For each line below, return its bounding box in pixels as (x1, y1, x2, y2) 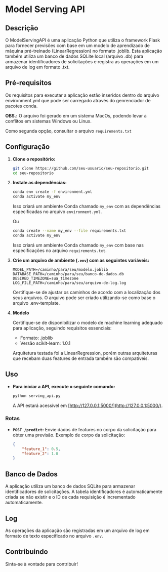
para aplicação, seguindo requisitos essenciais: (12, 325, 112, 331)
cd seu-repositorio (12, 171, 54, 176)
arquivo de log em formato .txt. (5, 64, 70, 70)
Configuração (5, 143, 50, 151)
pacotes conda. (5, 103, 38, 109)
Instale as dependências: (12, 180, 67, 186)
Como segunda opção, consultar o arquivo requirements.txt (5, 128, 132, 134)
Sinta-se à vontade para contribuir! (5, 561, 78, 567)
